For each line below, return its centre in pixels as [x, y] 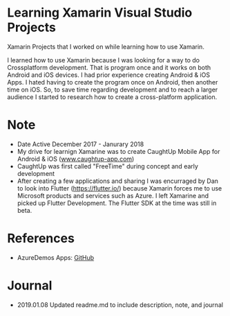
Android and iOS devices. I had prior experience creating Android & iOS [109, 75]
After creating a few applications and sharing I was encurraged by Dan [118, 181]
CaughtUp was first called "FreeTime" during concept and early [108, 166]
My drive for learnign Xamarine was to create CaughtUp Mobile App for [118, 151]
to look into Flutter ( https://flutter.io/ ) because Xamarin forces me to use [119, 188]
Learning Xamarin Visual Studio [100, 13]
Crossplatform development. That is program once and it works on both [109, 67]
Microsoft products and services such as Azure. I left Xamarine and [113, 195]
